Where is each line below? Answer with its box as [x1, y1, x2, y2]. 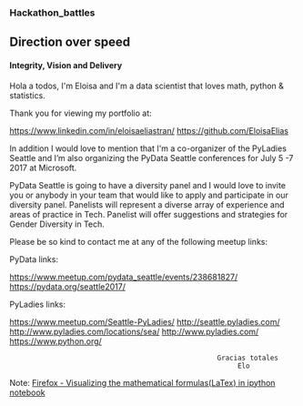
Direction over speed [9, 35, 131, 50]
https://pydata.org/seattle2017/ [9, 280, 126, 292]
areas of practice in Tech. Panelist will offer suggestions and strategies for [9, 208, 288, 219]
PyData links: [9, 253, 59, 265]
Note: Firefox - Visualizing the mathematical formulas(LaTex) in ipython [9, 377, 276, 388]
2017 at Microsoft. [9, 162, 77, 173]
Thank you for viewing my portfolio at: [9, 107, 152, 118]
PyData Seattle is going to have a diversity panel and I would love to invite [9, 179, 287, 190]
